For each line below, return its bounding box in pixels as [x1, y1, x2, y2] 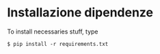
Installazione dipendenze [7, 5, 154, 21]
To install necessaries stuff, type [7, 27, 98, 36]
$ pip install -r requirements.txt [7, 40, 109, 47]
